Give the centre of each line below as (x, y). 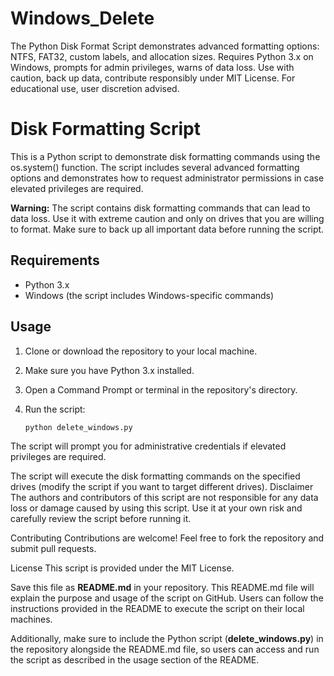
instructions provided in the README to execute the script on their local (157, 609)
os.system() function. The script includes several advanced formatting (155, 167)
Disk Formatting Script (105, 129)
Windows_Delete (82, 18)
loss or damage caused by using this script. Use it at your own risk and (156, 508)
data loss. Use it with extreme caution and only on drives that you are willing (167, 218)
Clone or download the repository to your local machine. (141, 351)
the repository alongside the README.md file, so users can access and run (165, 649)
